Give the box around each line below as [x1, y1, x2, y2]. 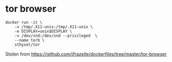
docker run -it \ [5, 20, 43, 25]
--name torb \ [14, 38, 45, 43]
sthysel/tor [14, 42, 40, 47]
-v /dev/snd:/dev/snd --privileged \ [14, 33, 98, 38]
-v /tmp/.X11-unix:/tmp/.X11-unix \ [14, 24, 93, 29]
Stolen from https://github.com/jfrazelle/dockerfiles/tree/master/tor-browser [5, 51, 167, 57]
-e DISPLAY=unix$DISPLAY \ [14, 28, 72, 34]
